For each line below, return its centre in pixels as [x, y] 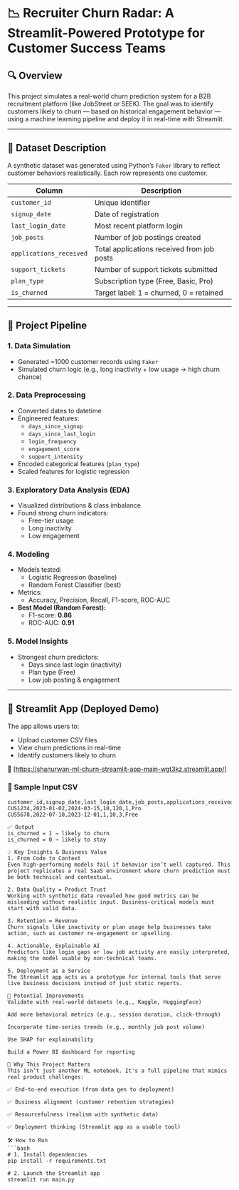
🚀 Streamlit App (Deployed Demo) [83, 709]
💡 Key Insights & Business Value [57, 852]
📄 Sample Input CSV [43, 787]
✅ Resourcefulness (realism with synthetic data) [83, 1114]
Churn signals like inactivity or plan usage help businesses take [110, 927]
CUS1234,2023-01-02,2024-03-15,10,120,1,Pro [74, 808]
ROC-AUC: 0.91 [51, 623]
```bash [19, 1148]
